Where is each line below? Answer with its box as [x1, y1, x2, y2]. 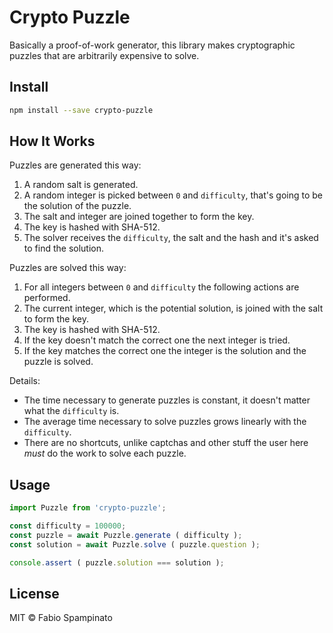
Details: [9, 375, 41, 387]
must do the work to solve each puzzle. [23, 447, 187, 460]
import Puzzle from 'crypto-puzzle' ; [9, 503, 167, 513]
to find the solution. [23, 242, 105, 255]
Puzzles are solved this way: [9, 262, 127, 274]
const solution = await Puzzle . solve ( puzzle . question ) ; [9, 539, 261, 550]
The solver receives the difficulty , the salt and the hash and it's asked [23, 232, 319, 244]
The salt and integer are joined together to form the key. [23, 211, 255, 223]
